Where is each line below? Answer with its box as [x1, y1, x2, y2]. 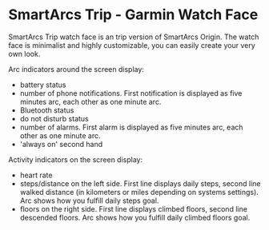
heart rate [19, 170, 53, 180]
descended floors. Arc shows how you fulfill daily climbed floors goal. [19, 212, 251, 222]
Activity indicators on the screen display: [8, 154, 143, 165]
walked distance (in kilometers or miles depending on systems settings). [19, 187, 259, 196]
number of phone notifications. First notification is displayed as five [19, 88, 243, 97]
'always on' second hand [19, 139, 103, 149]
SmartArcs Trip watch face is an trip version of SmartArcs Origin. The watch [8, 32, 259, 42]
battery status [19, 80, 66, 89]
